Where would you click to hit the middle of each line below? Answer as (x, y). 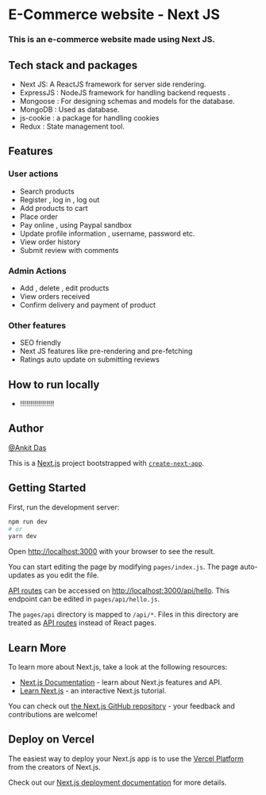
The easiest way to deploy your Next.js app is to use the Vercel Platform (126, 759)
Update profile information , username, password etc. (107, 233)
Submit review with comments (69, 250)
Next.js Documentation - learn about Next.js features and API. (121, 682)
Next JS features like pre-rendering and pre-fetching (106, 351)
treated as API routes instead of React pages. (82, 623)
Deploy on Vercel (52, 739)
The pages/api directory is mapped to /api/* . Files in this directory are (123, 614)
